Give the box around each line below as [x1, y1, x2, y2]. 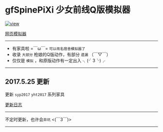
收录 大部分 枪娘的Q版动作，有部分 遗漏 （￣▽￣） [12, 51, 111, 57]
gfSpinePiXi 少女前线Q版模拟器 [5, 4, 130, 15]
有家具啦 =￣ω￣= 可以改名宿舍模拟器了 [12, 45, 86, 51]
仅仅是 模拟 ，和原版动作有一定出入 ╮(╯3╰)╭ [12, 58, 106, 63]
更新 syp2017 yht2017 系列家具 [5, 91, 65, 97]
